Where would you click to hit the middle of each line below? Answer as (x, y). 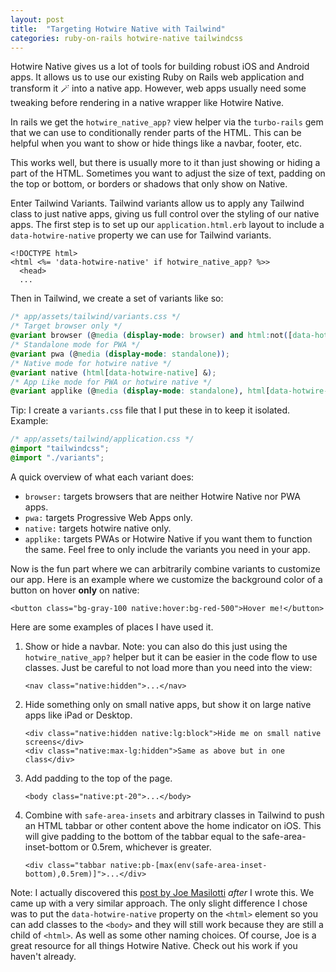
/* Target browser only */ (66, 326)
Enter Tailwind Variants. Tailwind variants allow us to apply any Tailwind (157, 203)
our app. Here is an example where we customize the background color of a (166, 579)
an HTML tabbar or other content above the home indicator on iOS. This (173, 825)
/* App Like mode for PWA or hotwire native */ (111, 382)
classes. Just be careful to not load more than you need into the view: (168, 667)
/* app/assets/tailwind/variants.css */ (96, 317)
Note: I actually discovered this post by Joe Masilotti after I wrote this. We (162, 892)
